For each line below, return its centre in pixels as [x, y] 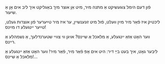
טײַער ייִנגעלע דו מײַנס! [26, 27]
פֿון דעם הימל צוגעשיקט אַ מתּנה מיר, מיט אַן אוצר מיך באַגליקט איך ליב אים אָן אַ [78, 7]
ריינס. [10, 42]
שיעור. [11, 12]
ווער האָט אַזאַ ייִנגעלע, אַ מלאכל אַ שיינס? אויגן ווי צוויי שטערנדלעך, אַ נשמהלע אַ [78, 37]
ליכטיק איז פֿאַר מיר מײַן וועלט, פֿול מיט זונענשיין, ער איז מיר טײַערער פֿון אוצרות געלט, [82, 22]
